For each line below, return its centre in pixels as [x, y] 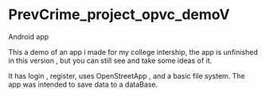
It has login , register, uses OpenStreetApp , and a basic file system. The [127, 76]
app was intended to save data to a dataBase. [83, 84]
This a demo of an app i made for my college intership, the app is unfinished [133, 52]
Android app [29, 37]
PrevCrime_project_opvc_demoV [119, 15]
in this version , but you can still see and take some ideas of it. [110, 60]
